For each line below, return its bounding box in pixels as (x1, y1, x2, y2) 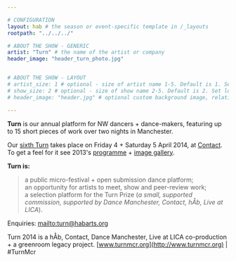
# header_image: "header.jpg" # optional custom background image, (7, 94, 209, 101)
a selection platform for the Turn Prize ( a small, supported (24, 190, 193, 199)
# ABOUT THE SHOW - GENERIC (7, 42, 90, 49)
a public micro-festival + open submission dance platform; (24, 175, 194, 184)
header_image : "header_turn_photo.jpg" (7, 56, 124, 63)
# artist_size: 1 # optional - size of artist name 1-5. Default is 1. (7, 81, 221, 88)
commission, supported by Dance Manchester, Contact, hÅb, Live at (24, 198, 223, 206)
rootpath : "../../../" (7, 30, 74, 37)
